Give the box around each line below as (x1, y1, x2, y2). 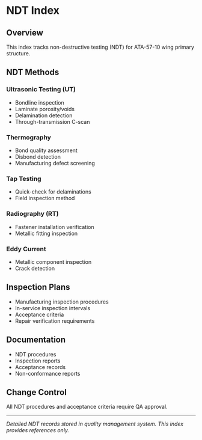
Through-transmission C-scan (14, 118, 90, 125)
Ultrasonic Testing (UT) (6, 85, 76, 94)
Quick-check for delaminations (14, 188, 91, 195)
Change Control (6, 387, 67, 397)
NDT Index (6, 4, 60, 17)
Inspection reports (14, 357, 61, 364)
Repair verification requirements (14, 317, 95, 325)
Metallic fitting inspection (14, 230, 78, 237)
